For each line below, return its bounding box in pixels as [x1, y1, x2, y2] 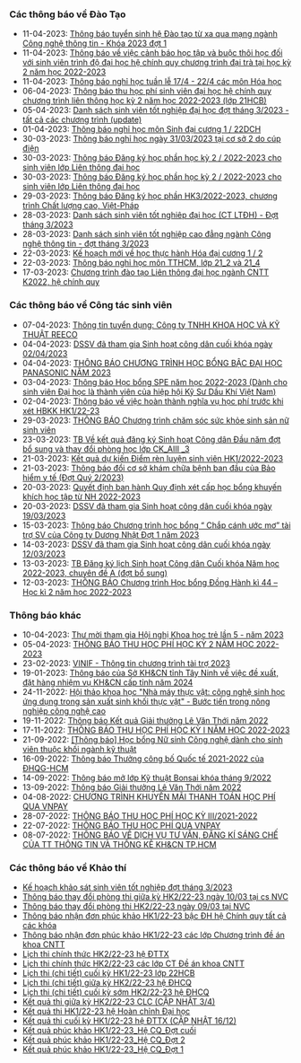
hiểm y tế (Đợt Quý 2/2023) [21, 471, 125, 483]
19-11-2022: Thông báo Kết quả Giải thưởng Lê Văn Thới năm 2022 [21, 715, 269, 725]
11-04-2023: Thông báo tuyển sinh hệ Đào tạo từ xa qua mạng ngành [21, 29, 278, 40]
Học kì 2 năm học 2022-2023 [21, 586, 132, 597]
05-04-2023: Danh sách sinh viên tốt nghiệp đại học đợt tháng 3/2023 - [21, 105, 289, 116]
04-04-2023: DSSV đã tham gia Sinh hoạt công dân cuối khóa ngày [21, 338, 273, 349]
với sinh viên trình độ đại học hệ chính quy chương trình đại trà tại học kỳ [21, 57, 292, 68]
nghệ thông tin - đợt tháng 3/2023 [21, 238, 150, 250]
